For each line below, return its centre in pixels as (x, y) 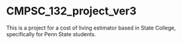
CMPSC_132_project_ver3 (71, 11)
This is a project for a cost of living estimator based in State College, (91, 28)
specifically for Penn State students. (51, 34)
